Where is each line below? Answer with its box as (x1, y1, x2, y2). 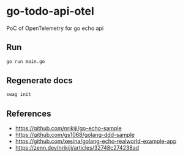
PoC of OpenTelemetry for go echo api (6, 24, 104, 32)
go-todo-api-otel (6, 4, 95, 18)
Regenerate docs (6, 75, 73, 86)
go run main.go (6, 58, 45, 65)
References (6, 108, 51, 119)
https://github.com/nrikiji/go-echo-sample (15, 125, 122, 132)
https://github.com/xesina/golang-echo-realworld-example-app (15, 137, 177, 145)
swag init (6, 92, 32, 98)
